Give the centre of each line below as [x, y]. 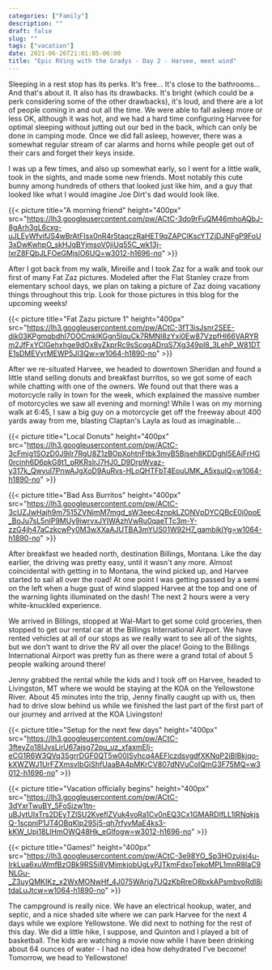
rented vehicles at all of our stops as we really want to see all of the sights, [133, 638]
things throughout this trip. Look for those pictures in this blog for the [123, 294]
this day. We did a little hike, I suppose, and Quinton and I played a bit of [128, 931]
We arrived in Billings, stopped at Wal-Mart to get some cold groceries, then [135, 621]
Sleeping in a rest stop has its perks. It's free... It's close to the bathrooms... [134, 84]
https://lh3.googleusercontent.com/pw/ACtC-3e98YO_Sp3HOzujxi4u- [143, 856]
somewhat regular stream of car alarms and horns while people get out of [132, 144]
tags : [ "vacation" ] [41, 46]
